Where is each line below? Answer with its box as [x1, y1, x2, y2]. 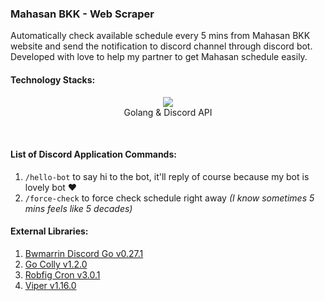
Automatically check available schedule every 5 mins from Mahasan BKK [10, 30, 311, 42]
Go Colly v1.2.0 [24, 258, 88, 270]
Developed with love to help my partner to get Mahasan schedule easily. [10, 51, 308, 63]
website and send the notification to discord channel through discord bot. [10, 40, 313, 52]
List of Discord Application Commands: [10, 148, 177, 161]
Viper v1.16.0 [24, 279, 77, 291]
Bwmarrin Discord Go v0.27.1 [24, 247, 144, 259]
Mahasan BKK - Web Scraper [10, 7, 155, 21]
